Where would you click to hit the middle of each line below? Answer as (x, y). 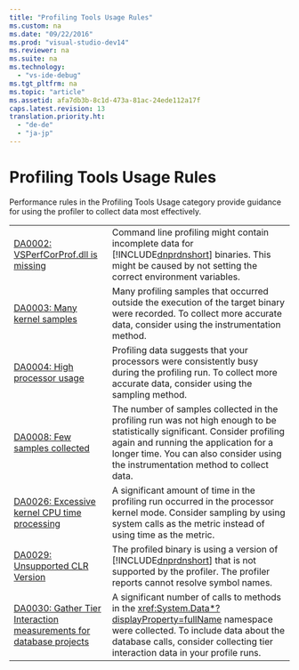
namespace (248, 619)
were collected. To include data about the (198, 630)
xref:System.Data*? (179, 608)
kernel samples (45, 319)
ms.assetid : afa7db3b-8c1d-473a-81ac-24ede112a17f (105, 100)
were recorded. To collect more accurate (197, 313)
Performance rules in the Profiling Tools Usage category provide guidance (145, 202)
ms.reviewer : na (39, 51)
